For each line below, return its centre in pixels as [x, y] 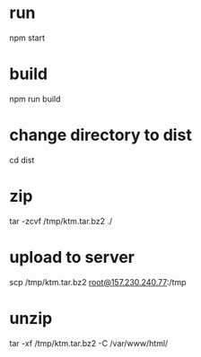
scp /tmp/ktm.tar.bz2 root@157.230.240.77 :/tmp [98, 282]
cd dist [22, 160]
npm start [27, 38]
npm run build [35, 99]
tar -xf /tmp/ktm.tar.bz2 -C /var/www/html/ [89, 343]
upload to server [72, 257]
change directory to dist [101, 135]
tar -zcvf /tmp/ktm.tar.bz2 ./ [61, 221]
